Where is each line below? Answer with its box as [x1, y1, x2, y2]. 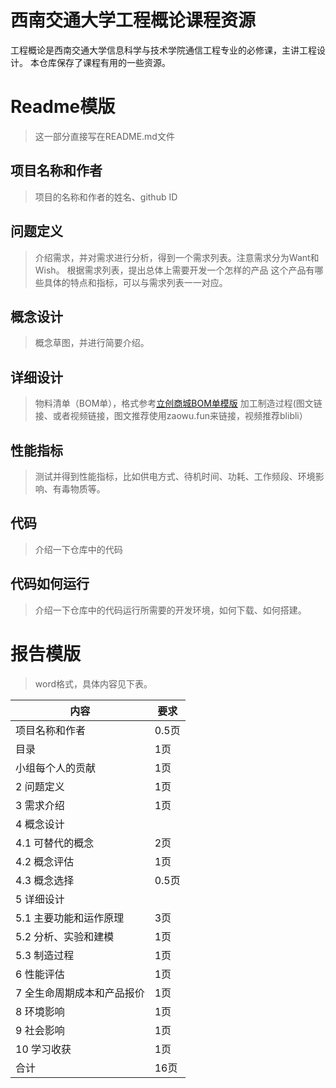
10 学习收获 [15, 1042, 72, 1056]
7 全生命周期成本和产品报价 [15, 986, 145, 1000]
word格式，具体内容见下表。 [34, 677, 153, 690]
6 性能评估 [15, 967, 65, 981]
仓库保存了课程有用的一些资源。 [38, 56, 171, 68]
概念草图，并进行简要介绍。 [34, 337, 150, 349]
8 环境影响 [15, 1004, 65, 1018]
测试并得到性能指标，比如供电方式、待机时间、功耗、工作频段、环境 [34, 470, 316, 482]
